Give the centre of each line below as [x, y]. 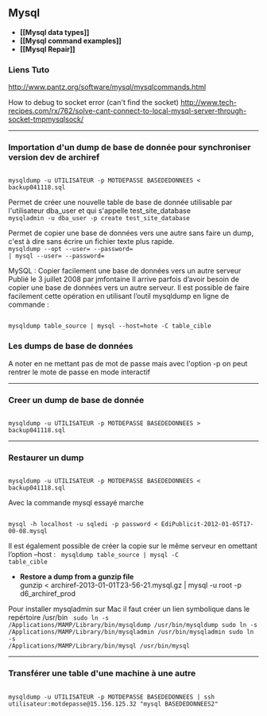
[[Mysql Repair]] [47, 49]
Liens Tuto [29, 69]
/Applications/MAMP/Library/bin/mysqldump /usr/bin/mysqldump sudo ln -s [133, 625]
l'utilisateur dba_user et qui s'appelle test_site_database [99, 211]
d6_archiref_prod [47, 594]
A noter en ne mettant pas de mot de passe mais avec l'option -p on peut [128, 363]
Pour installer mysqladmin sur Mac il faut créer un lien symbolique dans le [129, 609]
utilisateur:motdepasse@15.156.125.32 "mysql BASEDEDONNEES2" [113, 704]
